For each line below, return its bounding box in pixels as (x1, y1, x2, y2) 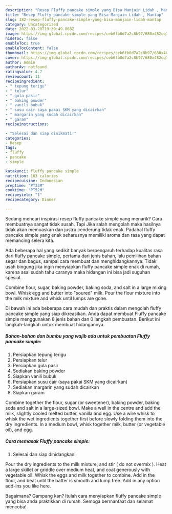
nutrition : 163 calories (5, 173, 58, 178)
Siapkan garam (12, 389, 45, 395)
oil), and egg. (5, 427, 33, 433)
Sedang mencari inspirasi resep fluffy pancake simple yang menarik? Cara (5, 215, 162, 221)
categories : (5, 136, 31, 141)
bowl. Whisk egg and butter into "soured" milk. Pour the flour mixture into (5, 289, 160, 296)
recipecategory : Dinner (5, 197, 56, 203)
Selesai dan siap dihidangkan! (12, 451, 76, 457)
